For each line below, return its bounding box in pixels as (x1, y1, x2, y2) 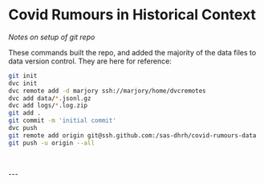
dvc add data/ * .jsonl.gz (8, 94, 91, 102)
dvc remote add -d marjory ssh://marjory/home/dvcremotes (8, 87, 206, 95)
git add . (8, 109, 42, 117)
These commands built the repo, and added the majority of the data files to (8, 47, 257, 57)
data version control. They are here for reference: (8, 56, 173, 66)
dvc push (8, 124, 38, 132)
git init (8, 71, 38, 79)
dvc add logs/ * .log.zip (8, 102, 88, 110)
